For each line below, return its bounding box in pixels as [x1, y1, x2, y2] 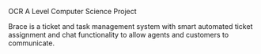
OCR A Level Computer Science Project [8, 7, 137, 16]
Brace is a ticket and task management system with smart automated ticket [8, 22, 253, 31]
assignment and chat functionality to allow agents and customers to [8, 31, 229, 39]
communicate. [8, 38, 55, 48]
